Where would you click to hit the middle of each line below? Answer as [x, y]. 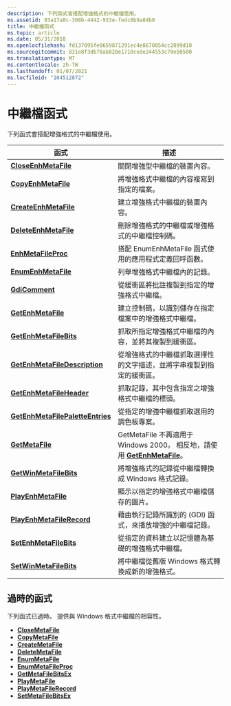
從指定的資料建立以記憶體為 [163, 538]
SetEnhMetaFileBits [44, 543]
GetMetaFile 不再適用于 [156, 435]
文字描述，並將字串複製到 [166, 365]
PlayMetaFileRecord [47, 689]
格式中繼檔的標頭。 [149, 399]
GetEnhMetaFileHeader [50, 393]
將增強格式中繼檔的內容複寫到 [166, 179]
